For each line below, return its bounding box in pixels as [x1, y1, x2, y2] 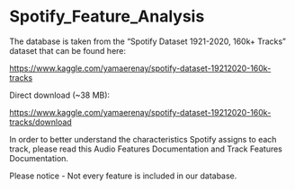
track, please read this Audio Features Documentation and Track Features [9, 143, 283, 154]
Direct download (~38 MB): [9, 90, 111, 100]
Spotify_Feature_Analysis [9, 6, 205, 27]
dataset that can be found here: [9, 45, 127, 56]
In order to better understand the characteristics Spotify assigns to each [9, 134, 277, 144]
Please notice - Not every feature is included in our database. [9, 170, 237, 181]
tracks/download [9, 117, 72, 127]
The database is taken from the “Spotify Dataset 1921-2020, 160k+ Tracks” [9, 36, 286, 47]
